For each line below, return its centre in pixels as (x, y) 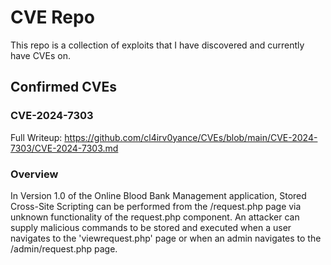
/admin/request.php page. (64, 248)
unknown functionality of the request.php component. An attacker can (155, 217)
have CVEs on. (40, 55)
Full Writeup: (36, 137)
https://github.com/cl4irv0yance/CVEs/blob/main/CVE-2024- (191, 137)
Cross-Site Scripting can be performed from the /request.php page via (156, 206)
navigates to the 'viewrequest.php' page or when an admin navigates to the (166, 238)
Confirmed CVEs (64, 87)
